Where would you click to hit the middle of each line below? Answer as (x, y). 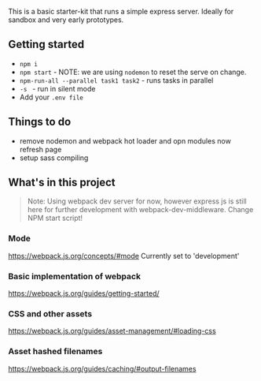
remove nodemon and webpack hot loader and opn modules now (125, 140)
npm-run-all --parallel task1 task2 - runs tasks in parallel (116, 80)
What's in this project (62, 183)
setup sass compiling (54, 158)
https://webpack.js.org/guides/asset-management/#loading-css (112, 331)
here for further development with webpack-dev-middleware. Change (140, 210)
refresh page (40, 149)
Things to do (40, 122)
